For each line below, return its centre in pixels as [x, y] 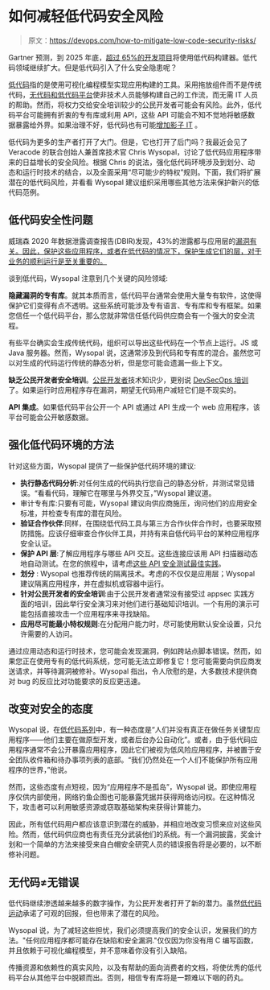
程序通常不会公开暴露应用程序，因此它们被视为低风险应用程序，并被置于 [135, 750]
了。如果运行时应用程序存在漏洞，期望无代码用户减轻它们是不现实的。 [125, 390]
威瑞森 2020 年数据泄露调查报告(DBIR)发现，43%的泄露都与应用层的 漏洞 [129, 241]
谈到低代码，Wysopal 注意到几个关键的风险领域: [88, 278]
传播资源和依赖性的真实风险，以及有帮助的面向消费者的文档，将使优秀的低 [131, 967]
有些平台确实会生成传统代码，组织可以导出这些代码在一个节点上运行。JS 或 [133, 342]
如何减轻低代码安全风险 [86, 16]
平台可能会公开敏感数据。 [51, 417]
